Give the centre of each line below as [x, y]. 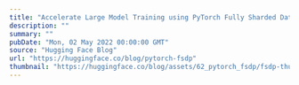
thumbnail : [29, 67]
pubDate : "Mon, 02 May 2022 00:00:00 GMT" [89, 42]
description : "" [39, 26]
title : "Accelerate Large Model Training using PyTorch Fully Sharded [143, 17]
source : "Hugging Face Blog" [63, 50]
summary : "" [31, 34]
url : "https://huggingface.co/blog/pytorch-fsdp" [103, 58]
